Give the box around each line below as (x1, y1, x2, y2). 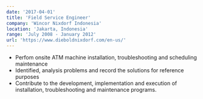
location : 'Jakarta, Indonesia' (6, 26, 88, 32)
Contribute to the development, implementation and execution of (15, 80, 177, 87)
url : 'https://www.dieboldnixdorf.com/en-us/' (6, 37, 126, 43)
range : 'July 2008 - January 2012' (6, 32, 97, 38)
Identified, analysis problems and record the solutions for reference (15, 67, 184, 73)
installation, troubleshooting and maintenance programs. (15, 86, 157, 93)
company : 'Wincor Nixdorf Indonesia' (6, 20, 102, 26)
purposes (15, 73, 40, 80)
